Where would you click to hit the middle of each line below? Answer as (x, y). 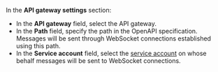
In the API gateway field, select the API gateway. (86, 23)
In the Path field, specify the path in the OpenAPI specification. (107, 31)
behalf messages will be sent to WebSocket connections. (99, 61)
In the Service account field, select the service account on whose (111, 53)
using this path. (38, 46)
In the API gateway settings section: (59, 10)
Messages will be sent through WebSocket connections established (114, 38)
